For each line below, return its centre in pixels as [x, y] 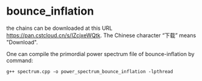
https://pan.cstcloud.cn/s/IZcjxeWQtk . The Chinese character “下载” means [101, 35]
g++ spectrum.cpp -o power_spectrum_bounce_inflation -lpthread [90, 71]
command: [20, 60]
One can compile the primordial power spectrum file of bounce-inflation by [100, 54]
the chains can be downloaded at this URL [60, 28]
